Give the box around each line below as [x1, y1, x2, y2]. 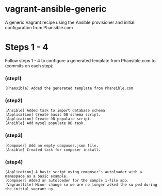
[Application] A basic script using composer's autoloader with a [5, 170, 142, 175]
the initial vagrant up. [5, 187, 55, 192]
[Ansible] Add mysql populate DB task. [5, 121, 86, 126]
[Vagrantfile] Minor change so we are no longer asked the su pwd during [5, 182, 158, 187]
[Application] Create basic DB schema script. [5, 113, 101, 117]
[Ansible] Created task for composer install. [5, 147, 101, 152]
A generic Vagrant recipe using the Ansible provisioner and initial [5, 19, 135, 25]
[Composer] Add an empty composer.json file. [5, 143, 98, 148]
